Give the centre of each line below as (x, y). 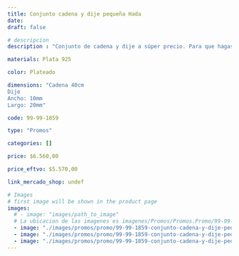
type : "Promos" (30, 131)
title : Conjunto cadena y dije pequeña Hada (74, 14)
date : (15, 21)
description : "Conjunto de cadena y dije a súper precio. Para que (111, 47)
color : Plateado (31, 73)
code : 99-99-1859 (33, 118)
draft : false (27, 27)
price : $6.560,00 (33, 156)
